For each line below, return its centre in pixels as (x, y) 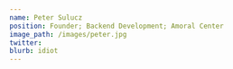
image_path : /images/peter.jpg (68, 34)
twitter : (26, 43)
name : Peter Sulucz (46, 17)
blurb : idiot (34, 51)
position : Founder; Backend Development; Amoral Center (116, 26)
